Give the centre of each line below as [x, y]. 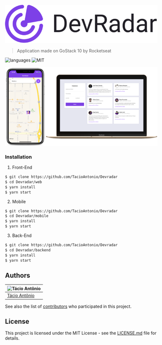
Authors [18, 275]
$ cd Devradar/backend [28, 250]
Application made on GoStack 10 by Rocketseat [64, 51]
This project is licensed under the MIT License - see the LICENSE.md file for [81, 333]
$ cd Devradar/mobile [27, 216]
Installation [19, 157]
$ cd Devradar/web [23, 182]
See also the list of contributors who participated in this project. [68, 306]
